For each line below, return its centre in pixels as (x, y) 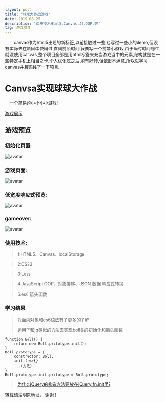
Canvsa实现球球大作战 (51, 88)
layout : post (18, 10)
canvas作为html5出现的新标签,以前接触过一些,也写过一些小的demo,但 (83, 43)
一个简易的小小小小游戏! (34, 103)
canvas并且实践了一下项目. (32, 67)
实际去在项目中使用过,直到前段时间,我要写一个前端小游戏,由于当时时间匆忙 (84, 49)
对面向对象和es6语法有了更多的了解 (53, 320)
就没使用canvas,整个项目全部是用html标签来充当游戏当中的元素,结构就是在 (80, 55)
